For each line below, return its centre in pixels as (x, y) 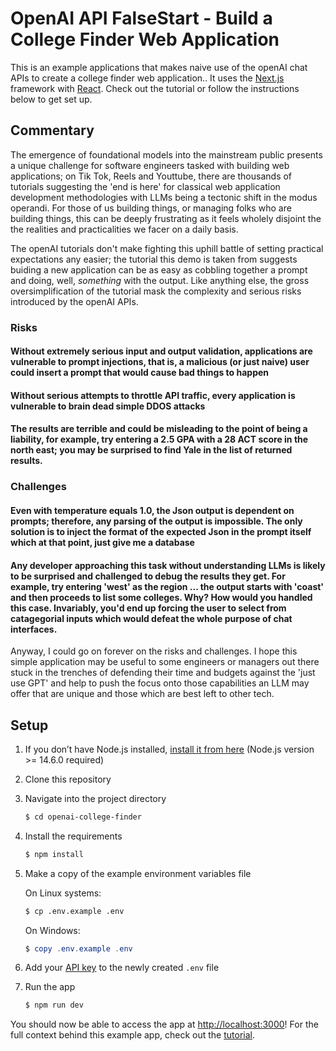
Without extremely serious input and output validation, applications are (161, 351)
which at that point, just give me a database (102, 542)
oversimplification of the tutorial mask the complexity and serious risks (156, 291)
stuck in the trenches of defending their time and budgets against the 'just (163, 673)
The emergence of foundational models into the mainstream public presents (166, 154)
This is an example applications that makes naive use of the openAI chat (159, 67)
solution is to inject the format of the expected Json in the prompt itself (161, 531)
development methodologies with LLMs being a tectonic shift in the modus (164, 197)
